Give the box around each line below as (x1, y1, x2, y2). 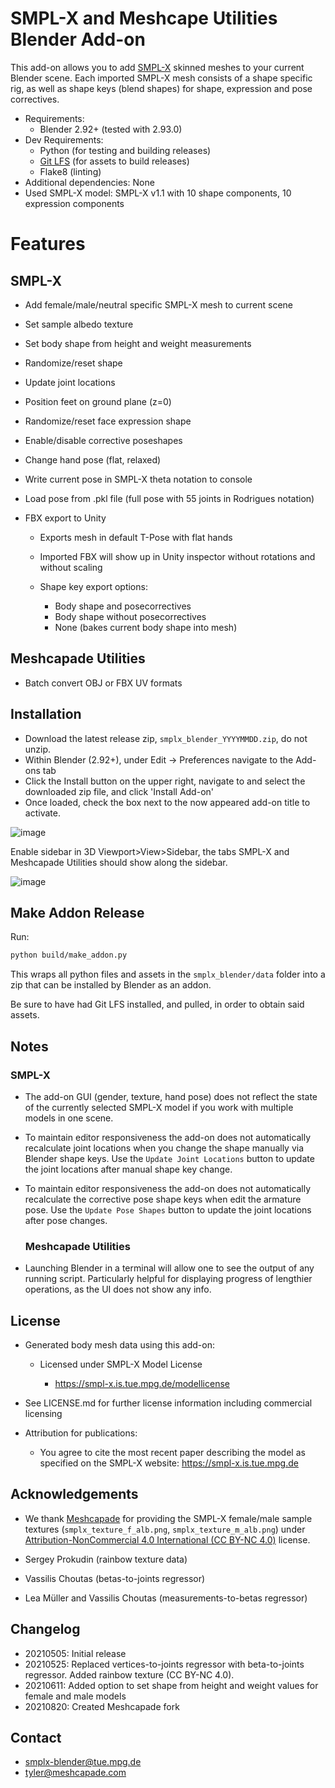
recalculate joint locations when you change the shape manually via (24, 1142, 305, 1154)
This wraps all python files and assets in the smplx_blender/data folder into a (10, 968, 326, 981)
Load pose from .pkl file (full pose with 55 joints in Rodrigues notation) (24, 492, 315, 504)
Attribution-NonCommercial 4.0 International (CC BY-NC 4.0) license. (24, 1533, 311, 1546)
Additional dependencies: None (24, 176, 155, 188)
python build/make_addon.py (10, 950, 128, 961)
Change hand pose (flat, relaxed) (24, 453, 162, 466)
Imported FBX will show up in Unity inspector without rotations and (39, 550, 316, 562)
